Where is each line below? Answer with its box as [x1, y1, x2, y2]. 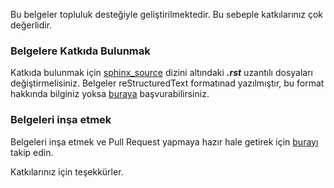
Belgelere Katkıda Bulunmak [10, 44, 151, 58]
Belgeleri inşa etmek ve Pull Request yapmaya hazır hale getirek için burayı [10, 135, 319, 148]
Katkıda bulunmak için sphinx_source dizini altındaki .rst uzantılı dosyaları [10, 67, 314, 79]
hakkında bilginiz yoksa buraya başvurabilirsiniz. [10, 88, 210, 100]
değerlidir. [10, 19, 53, 31]
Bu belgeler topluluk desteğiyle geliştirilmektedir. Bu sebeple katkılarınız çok [10, 9, 324, 20]
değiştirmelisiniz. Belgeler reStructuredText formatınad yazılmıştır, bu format [10, 77, 325, 89]
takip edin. [10, 146, 54, 158]
